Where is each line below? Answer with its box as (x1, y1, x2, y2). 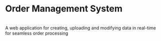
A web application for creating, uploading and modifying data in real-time (5, 24, 156, 30)
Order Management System (5, 3, 122, 14)
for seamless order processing (5, 30, 68, 36)
